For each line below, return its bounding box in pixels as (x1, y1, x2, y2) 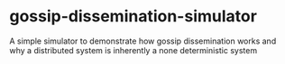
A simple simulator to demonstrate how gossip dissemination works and (9, 36, 277, 46)
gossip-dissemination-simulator (9, 6, 257, 27)
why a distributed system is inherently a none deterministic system (9, 44, 258, 55)
